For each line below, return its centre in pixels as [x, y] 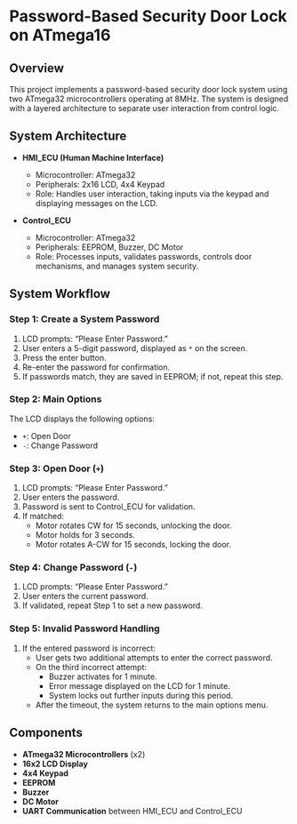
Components [46, 733]
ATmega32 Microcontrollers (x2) [84, 754]
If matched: [43, 516]
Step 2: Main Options [56, 399]
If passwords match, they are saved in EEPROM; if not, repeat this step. [153, 376]
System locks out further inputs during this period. [141, 695]
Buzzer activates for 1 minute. [103, 676]
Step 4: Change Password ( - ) [73, 568]
